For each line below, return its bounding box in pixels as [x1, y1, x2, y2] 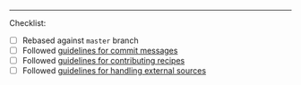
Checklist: [9, 18, 47, 28]
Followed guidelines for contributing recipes [21, 55, 185, 66]
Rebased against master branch [21, 35, 139, 46]
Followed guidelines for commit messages [21, 46, 178, 56]
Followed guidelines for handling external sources [21, 65, 207, 76]
